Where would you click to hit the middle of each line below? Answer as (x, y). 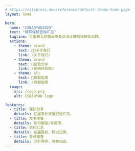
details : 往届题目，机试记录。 (42, 132)
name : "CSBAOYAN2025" (32, 27)
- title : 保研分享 (27, 109)
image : (16, 87)
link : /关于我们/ (34, 55)
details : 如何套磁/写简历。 (39, 123)
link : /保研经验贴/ (36, 69)
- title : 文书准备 (27, 119)
